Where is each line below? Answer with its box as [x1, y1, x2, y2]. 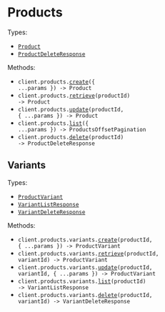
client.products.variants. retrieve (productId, [17, 250, 159, 257]
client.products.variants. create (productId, [17, 236, 153, 243]
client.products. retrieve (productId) [17, 92, 131, 99]
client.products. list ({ [17, 119, 89, 127]
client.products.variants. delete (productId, [17, 291, 153, 298]
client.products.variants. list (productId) [17, 278, 146, 285]
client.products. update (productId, [17, 106, 124, 113]
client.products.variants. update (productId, [17, 263, 153, 271]
